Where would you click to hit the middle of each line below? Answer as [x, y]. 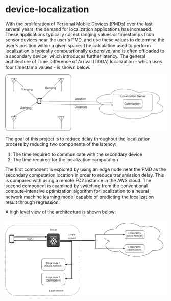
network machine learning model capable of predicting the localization [80, 197]
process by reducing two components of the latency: [61, 144]
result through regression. [33, 202]
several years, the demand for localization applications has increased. [79, 29]
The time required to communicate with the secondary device [78, 154]
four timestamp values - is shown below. [48, 67]
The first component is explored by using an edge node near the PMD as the [86, 169]
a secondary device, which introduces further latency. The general [75, 56]
